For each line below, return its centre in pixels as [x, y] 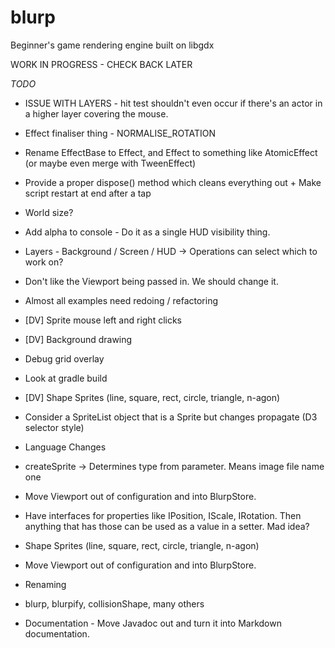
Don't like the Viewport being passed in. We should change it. [151, 281]
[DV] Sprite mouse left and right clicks [103, 320]
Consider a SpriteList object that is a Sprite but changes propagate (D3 [171, 417]
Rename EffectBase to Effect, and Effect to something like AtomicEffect [171, 152]
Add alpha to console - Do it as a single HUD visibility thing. [147, 232]
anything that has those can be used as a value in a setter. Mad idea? [167, 526]
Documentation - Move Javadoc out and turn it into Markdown [153, 623]
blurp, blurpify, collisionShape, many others [114, 603]
